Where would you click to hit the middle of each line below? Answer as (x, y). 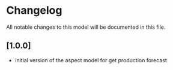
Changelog (34, 10)
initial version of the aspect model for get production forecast (91, 60)
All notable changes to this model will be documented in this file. (86, 27)
